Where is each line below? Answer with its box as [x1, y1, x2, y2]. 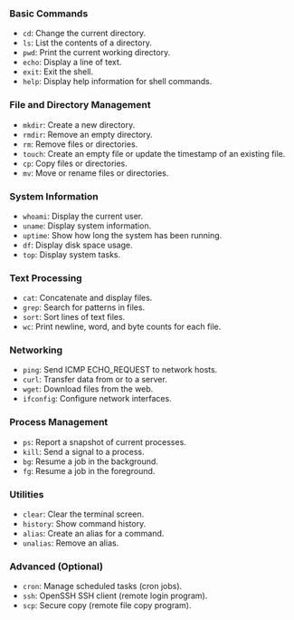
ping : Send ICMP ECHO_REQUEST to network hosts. [22, 364, 218, 375]
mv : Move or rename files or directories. [22, 167, 169, 179]
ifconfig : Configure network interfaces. [22, 393, 172, 404]
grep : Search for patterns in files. [22, 302, 146, 313]
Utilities [9, 488, 44, 500]
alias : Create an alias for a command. [22, 528, 165, 539]
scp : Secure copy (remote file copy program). [22, 600, 192, 611]
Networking [9, 344, 63, 356]
